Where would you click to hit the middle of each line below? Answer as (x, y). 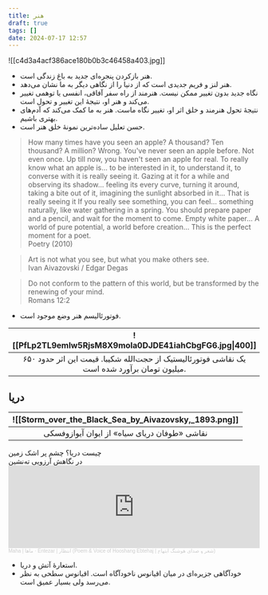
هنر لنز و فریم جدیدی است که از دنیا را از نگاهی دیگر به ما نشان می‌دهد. (126, 85)
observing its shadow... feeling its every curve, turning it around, (134, 185)
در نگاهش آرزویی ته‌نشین (45, 461)
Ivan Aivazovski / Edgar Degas (78, 268)
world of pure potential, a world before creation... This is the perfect (139, 227)
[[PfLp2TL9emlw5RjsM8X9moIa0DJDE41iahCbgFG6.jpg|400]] (134, 345)
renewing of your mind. (66, 292)
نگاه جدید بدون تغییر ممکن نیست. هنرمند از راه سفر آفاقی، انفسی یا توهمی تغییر (139, 93)
